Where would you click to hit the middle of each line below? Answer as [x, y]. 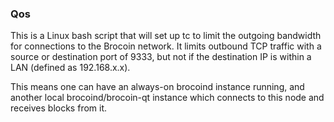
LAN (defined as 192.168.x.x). [70, 68]
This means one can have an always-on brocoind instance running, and [157, 87]
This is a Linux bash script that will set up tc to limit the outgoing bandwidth [166, 36]
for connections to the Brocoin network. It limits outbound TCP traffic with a [166, 46]
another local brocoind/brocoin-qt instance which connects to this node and [167, 98]
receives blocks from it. [59, 108]
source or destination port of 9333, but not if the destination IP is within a [161, 57]
